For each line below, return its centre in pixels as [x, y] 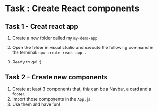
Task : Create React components [72, 8]
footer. [19, 94]
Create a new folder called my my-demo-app [55, 38]
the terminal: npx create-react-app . [49, 52]
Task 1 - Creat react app [42, 26]
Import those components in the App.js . [52, 99]
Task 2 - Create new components [56, 77]
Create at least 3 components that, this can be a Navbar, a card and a [82, 89]
